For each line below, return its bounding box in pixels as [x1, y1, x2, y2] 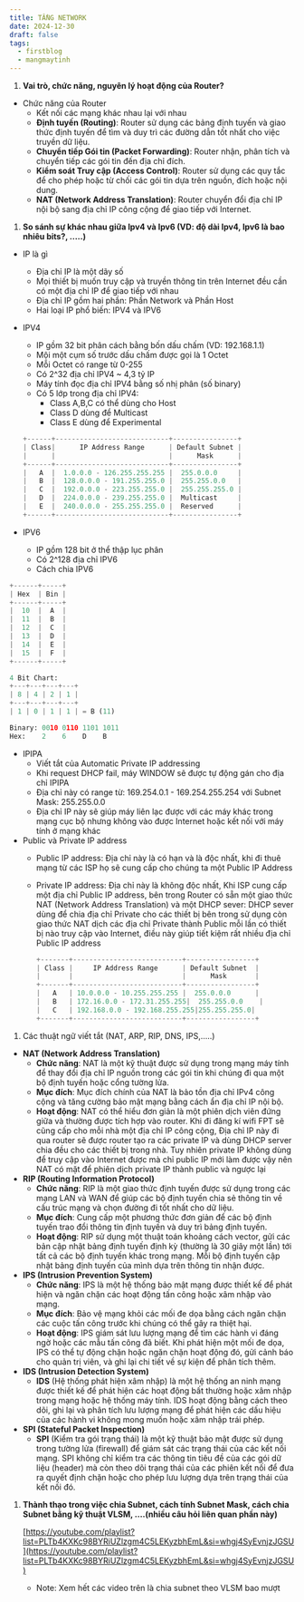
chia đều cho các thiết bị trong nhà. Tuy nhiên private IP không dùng [35, 1144, 292, 1155]
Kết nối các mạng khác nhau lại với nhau [35, 108, 187, 118]
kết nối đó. [35, 1481, 76, 1492]
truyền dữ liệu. [35, 137, 90, 147]
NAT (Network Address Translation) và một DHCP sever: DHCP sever [35, 898, 294, 909]
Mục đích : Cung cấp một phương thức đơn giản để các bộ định [35, 1211, 272, 1222]
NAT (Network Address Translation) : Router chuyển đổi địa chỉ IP [35, 194, 283, 205]
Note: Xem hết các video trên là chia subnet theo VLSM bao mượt [35, 1582, 280, 1593]
